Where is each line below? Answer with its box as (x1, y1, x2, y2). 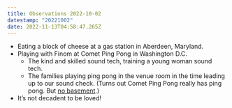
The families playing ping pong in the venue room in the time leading (27, 72, 226, 80)
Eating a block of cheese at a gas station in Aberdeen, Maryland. (17, 43, 204, 51)
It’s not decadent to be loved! (17, 94, 101, 102)
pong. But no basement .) (27, 86, 100, 95)
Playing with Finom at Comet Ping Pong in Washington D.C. (17, 49, 187, 58)
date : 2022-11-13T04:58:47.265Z (7, 23, 101, 30)
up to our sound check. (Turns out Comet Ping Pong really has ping (27, 79, 222, 88)
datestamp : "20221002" (7, 17, 73, 24)
